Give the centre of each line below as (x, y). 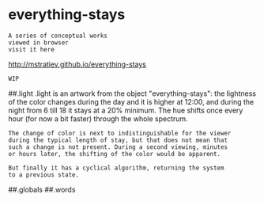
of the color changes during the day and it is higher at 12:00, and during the (131, 101)
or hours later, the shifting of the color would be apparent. (115, 154)
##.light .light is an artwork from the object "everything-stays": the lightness (132, 93)
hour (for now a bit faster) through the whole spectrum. (98, 118)
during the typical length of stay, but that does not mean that (118, 140)
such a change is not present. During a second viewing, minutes (118, 147)
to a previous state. (44, 175)
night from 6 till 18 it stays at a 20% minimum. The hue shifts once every (126, 110)
